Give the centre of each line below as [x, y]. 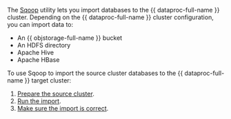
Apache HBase [38, 60]
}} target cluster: [48, 80]
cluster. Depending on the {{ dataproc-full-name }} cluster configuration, [110, 17]
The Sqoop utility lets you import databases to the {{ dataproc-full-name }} [113, 10]
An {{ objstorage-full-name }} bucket [70, 38]
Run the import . [39, 101]
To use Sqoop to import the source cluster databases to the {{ [95, 73]
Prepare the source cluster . [56, 94]
